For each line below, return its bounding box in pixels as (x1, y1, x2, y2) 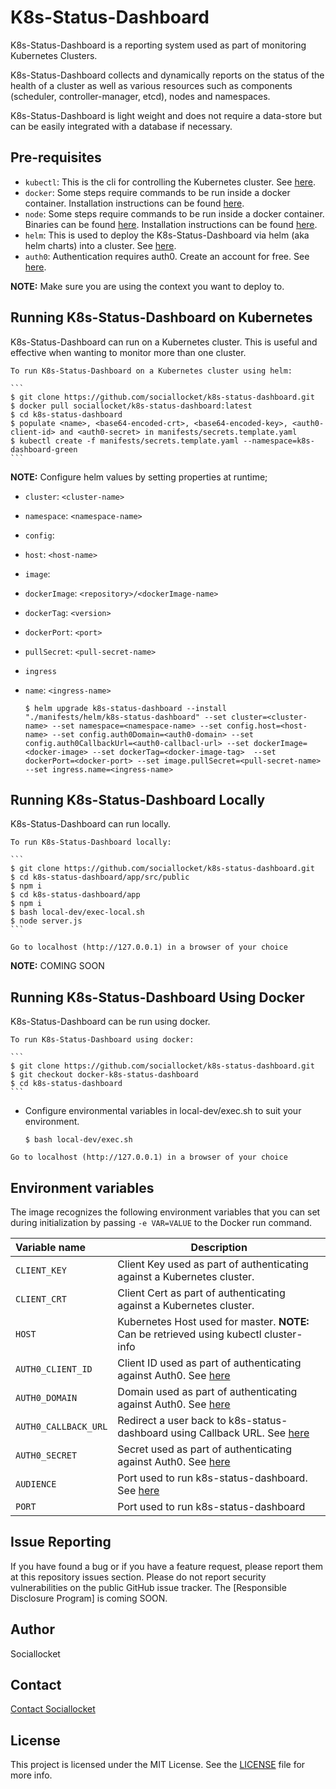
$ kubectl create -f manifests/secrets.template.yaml (10, 436, 240, 446)
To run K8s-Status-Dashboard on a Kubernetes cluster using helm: (10, 366, 293, 376)
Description (190, 1241, 248, 1254)
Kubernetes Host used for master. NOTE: (117, 1315, 310, 1328)
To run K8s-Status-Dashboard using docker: (10, 1035, 195, 1045)
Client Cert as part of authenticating (117, 1286, 286, 1300)
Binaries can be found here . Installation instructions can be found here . (24, 218, 318, 230)
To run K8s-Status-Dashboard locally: (10, 837, 172, 848)
